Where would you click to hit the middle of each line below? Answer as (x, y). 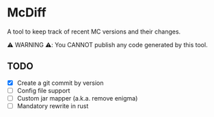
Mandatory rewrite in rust (53, 106)
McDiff (27, 13)
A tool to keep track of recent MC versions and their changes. (94, 31)
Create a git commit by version (60, 83)
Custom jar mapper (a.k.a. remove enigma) (77, 98)
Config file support (43, 90)
